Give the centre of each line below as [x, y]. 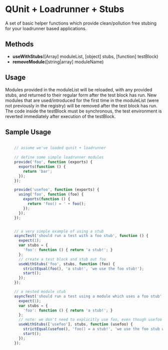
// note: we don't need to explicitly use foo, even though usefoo [90, 320]
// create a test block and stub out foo [62, 259]
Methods [19, 44]
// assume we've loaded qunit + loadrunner [60, 148]
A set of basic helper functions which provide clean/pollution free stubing [81, 23]
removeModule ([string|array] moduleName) [58, 62]
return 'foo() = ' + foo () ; [56, 204]
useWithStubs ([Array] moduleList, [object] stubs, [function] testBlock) [85, 56]
